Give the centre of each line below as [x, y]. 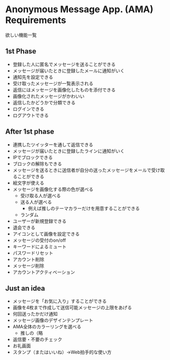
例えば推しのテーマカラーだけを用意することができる [84, 208]
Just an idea [25, 288]
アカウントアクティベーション [44, 272]
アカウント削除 [28, 259]
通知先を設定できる [33, 77]
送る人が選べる [36, 202]
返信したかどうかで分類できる [44, 102]
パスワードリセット [33, 253]
